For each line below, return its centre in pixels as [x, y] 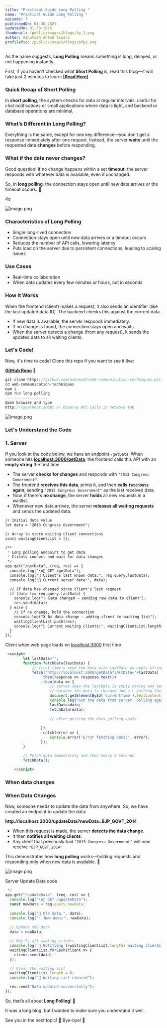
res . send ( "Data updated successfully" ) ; [52, 987]
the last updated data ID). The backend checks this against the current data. [83, 311]
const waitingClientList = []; [38, 538]
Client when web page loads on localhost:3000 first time [63, 645]
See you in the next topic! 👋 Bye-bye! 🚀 [45, 1020]
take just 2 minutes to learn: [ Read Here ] [47, 76]
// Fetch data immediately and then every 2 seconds [79, 756]
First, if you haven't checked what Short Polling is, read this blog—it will [79, 71]
